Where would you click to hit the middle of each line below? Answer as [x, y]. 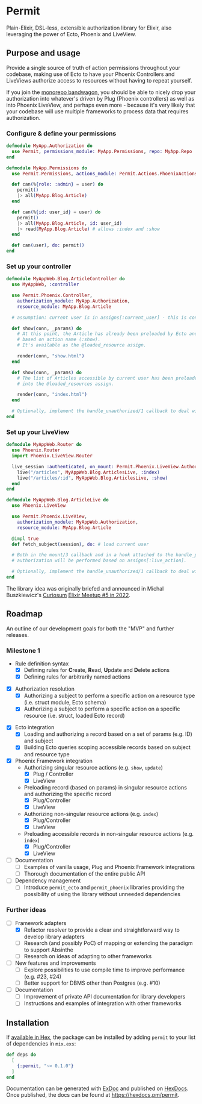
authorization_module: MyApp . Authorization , [74, 301]
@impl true [25, 538]
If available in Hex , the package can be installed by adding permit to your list [101, 1037]
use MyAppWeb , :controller [45, 284]
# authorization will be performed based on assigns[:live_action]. [99, 561]
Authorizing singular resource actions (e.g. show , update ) [93, 767]
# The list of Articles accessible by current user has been [95, 378]
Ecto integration [35, 727]
